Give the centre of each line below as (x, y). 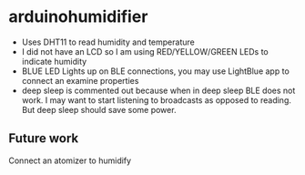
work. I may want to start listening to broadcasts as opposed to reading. (157, 100)
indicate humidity (54, 61)
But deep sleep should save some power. (99, 109)
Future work (44, 139)
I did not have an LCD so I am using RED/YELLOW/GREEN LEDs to (145, 51)
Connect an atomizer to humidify (70, 160)
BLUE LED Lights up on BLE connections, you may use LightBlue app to (156, 71)
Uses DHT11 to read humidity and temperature (108, 42)
